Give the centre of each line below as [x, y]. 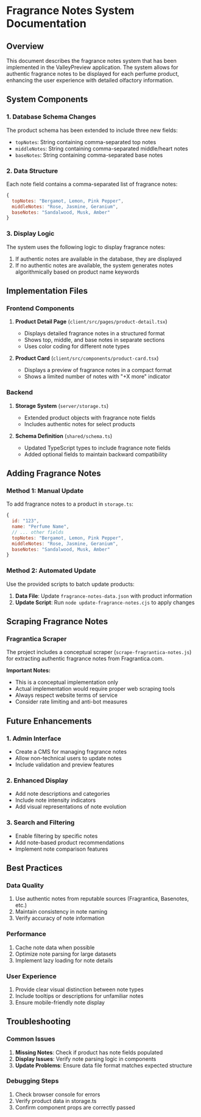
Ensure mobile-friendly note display [60, 1002]
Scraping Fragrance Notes [57, 621]
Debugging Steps [33, 1081]
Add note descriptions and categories [62, 794]
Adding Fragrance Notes [54, 474]
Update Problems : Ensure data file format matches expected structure [104, 1065]
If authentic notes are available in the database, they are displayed [98, 259]
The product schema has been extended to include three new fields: [92, 130]
